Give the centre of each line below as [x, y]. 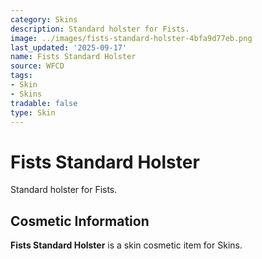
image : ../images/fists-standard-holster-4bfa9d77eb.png [131, 38]
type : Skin [33, 112]
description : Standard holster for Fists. [100, 29]
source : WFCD [37, 66]
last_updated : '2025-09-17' [69, 47]
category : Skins [44, 19]
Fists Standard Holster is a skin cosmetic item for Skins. [126, 245]
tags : [21, 76]
